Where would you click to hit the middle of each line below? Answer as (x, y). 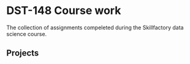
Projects (23, 53)
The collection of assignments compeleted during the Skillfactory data (95, 27)
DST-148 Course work (64, 11)
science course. (27, 34)
